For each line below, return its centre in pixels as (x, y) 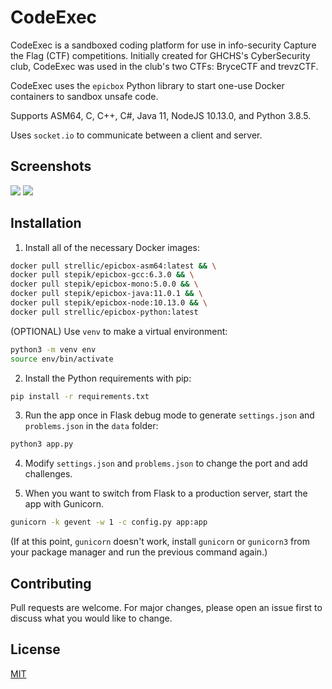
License (35, 649)
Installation (46, 223)
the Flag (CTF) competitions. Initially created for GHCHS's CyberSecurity (160, 55)
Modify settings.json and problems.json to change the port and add (166, 463)
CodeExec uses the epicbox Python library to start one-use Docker (147, 85)
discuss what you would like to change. (91, 618)
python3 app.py (42, 444)
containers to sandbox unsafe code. (84, 96)
